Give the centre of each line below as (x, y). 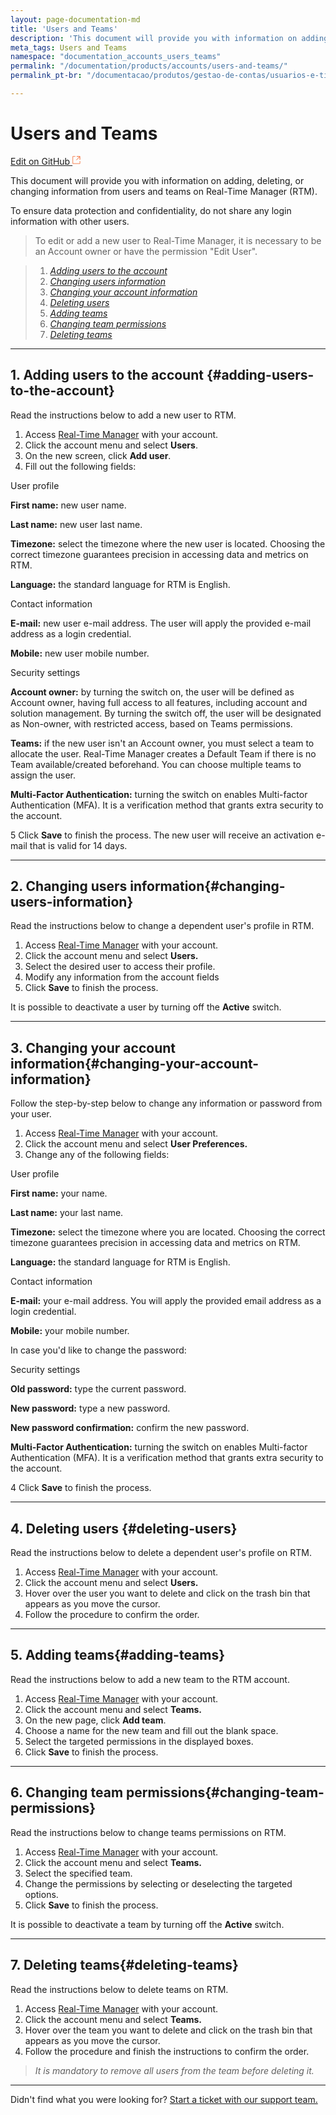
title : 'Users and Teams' (64, 29)
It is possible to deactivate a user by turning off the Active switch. (146, 1007)
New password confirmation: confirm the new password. (130, 1428)
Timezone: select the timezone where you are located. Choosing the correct (168, 1232)
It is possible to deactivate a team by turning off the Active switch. (147, 1924)
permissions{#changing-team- (225, 1792)
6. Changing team (67, 1792)
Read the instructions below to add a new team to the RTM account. (150, 1679)
